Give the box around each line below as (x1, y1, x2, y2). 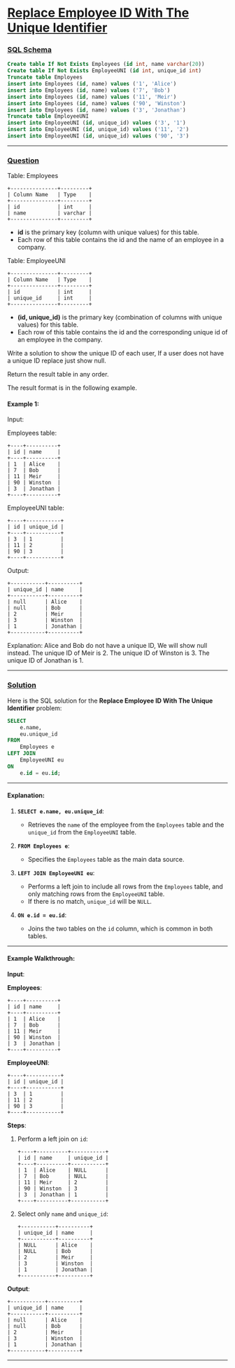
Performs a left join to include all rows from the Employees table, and (27, 882, 224, 890)
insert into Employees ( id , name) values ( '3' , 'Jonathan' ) (7, 107, 187, 114)
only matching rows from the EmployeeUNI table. (27, 889, 165, 898)
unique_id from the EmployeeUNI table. (27, 827, 137, 836)
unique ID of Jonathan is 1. (7, 656, 84, 665)
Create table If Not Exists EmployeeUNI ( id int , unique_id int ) (7, 67, 201, 74)
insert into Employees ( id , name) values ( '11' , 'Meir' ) (7, 93, 177, 100)
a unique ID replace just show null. (7, 356, 106, 365)
